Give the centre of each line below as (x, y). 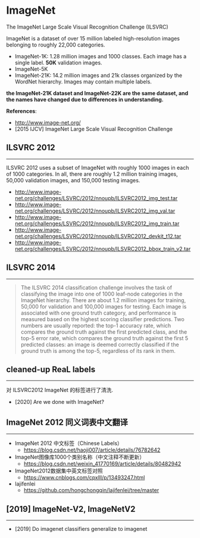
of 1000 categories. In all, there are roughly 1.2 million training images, (92, 174)
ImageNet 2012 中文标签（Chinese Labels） (69, 443)
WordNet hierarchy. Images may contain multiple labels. (83, 82)
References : (21, 111)
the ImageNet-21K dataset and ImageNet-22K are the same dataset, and (97, 93)
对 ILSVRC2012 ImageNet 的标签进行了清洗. (60, 390)
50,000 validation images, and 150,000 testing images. (73, 180)
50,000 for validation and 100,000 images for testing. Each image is (104, 306)
